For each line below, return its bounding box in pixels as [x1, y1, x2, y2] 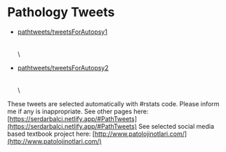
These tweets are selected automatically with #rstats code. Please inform [7, 99, 220, 108]
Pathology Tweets [7, 4, 115, 20]
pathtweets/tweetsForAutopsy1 [17, 27, 107, 36]
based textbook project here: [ [7, 129, 95, 138]
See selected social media [138, 122, 215, 130]
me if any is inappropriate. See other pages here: [7, 107, 149, 115]
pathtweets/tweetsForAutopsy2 [17, 63, 109, 72]
